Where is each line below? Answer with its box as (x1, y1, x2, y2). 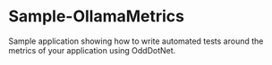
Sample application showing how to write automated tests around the (8, 36, 264, 46)
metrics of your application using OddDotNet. (8, 45, 176, 55)
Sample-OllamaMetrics (8, 6, 185, 27)
